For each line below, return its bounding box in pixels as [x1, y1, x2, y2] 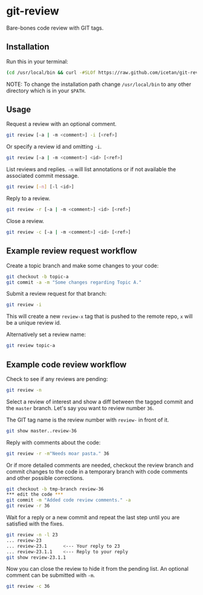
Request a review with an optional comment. [6, 120, 117, 128]
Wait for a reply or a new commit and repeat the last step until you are [6, 514, 180, 521]
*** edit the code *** [6, 492, 63, 498]
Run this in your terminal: [6, 57, 68, 65]
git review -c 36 [6, 584, 50, 590]
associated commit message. [6, 172, 80, 180]
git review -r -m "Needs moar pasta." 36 [6, 450, 110, 457]
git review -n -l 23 [6, 532, 59, 538]
